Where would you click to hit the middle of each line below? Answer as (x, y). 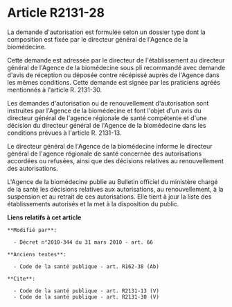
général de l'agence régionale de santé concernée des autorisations (105, 153)
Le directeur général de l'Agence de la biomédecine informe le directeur (110, 146)
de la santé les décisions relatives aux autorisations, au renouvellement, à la (115, 189)
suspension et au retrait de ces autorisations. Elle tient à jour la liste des (109, 197)
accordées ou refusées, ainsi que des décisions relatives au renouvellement (115, 160)
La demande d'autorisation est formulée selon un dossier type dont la (106, 32)
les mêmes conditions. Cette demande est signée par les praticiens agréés (114, 82)
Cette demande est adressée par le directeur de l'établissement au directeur (116, 60)
